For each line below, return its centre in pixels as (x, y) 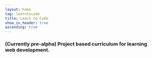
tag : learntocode (22, 14)
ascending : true (21, 27)
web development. (27, 50)
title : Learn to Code (27, 18)
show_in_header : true (27, 23)
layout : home (18, 9)
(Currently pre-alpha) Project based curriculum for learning (76, 44)
